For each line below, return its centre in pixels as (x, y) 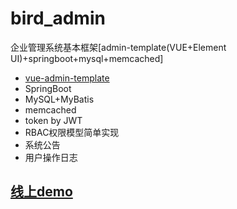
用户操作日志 (51, 157)
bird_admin (58, 18)
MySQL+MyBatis (59, 99)
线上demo (41, 192)
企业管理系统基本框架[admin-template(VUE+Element (118, 47)
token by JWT (53, 120)
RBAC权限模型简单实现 (72, 132)
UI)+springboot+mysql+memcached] (87, 58)
